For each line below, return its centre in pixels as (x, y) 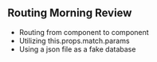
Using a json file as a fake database (77, 49)
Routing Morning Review (70, 13)
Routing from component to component (84, 32)
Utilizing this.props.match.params (74, 41)
